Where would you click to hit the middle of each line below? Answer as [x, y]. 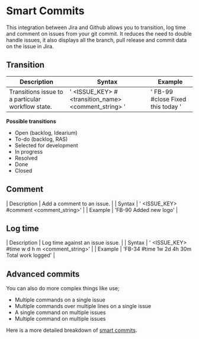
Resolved [26, 158]
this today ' [166, 106]
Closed [23, 170]
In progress [29, 151]
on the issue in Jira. [30, 46]
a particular [25, 99]
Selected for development [46, 145]
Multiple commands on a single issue [60, 300]
